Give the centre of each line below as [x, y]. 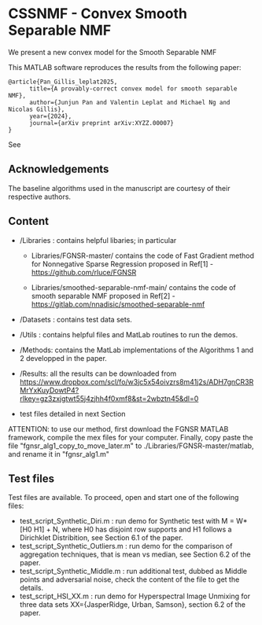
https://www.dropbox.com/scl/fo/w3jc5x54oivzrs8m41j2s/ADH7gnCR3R [137, 381]
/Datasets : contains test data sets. [76, 319]
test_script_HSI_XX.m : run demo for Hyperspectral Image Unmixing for [135, 596]
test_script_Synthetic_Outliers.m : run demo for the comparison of [126, 546]
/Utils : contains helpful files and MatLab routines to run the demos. [129, 334]
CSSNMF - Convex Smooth [98, 14]
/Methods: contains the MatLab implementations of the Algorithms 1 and [137, 350]
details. [31, 588]
